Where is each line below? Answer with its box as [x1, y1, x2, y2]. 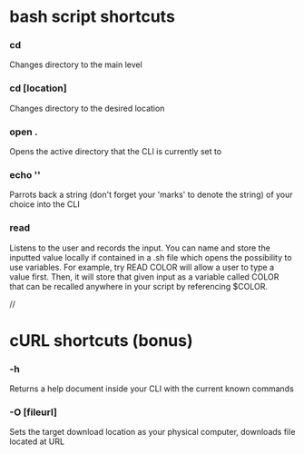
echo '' [9, 169, 41, 181]
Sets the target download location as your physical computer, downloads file [9, 427, 296, 438]
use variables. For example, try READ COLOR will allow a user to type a [9, 262, 275, 272]
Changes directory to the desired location [9, 103, 165, 113]
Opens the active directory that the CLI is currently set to [9, 146, 222, 157]
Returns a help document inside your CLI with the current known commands [9, 383, 295, 394]
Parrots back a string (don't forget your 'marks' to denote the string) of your [9, 189, 293, 201]
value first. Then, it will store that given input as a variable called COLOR [9, 271, 279, 282]
